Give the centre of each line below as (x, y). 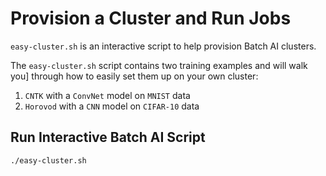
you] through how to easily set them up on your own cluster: (134, 76)
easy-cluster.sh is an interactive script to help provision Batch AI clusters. (163, 46)
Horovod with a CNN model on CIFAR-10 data (112, 106)
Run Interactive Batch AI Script (108, 137)
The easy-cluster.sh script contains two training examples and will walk (159, 65)
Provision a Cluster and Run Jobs (151, 18)
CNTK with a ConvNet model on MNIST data (107, 95)
